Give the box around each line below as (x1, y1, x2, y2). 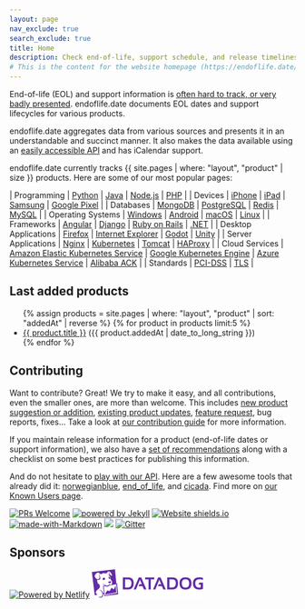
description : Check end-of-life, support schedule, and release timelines (9, 53, 299, 63)
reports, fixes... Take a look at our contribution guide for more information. (9, 416, 287, 427)
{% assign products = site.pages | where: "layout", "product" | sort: (22, 307, 275, 318)
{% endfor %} (22, 336, 75, 347)
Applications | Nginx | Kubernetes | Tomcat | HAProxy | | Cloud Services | (9, 238, 284, 249)
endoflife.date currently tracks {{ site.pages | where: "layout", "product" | (9, 163, 283, 173)
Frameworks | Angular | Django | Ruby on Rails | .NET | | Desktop (9, 219, 252, 229)
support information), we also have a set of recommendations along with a (9, 444, 288, 454)
